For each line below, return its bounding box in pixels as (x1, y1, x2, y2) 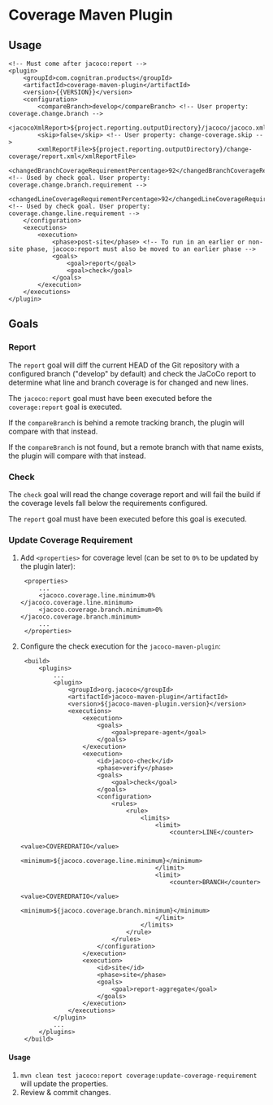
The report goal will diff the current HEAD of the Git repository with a (8, 360, 240, 370)
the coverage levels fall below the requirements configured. (8, 498, 208, 508)
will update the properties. (19, 1079, 108, 1089)
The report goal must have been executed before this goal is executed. (8, 513, 247, 523)
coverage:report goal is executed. (8, 402, 123, 412)
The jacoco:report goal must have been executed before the (8, 393, 213, 403)
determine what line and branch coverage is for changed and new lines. (8, 377, 249, 387)
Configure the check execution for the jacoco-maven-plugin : (19, 641, 221, 651)
